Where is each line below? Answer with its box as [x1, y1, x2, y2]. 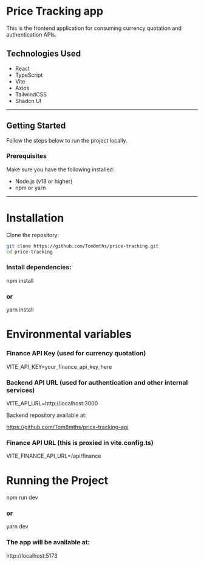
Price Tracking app [6, 4, 104, 18]
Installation [6, 211, 64, 225]
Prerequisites [6, 152, 47, 160]
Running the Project [6, 474, 109, 488]
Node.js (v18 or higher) [15, 177, 73, 185]
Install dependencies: [6, 263, 72, 272]
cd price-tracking [6, 249, 53, 255]
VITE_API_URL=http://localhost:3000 [6, 399, 98, 407]
